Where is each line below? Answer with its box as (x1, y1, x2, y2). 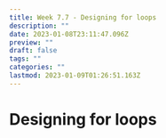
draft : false (9, 46, 58, 55)
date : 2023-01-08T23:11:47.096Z (9, 29, 129, 38)
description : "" (9, 21, 69, 30)
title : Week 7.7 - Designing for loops (9, 12, 157, 22)
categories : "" (9, 63, 66, 72)
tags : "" (9, 54, 42, 63)
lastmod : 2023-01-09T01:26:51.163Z (9, 71, 141, 80)
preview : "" (9, 37, 53, 47)
